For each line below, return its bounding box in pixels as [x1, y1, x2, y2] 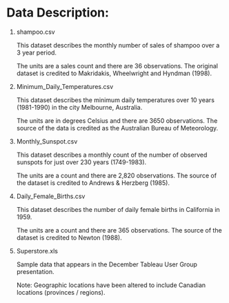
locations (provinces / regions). [16, 288, 106, 296]
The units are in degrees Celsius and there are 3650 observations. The [16, 116, 218, 125]
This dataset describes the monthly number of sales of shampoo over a [16, 41, 220, 49]
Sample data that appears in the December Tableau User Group [16, 260, 198, 268]
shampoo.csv [16, 28, 56, 36]
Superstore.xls [16, 246, 58, 255]
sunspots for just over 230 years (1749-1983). [16, 157, 147, 166]
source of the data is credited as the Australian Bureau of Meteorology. [16, 124, 219, 132]
